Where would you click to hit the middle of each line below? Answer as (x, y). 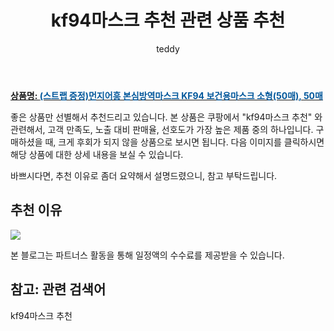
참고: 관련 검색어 (58, 289)
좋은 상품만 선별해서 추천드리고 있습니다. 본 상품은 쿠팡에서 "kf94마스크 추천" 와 (166, 117)
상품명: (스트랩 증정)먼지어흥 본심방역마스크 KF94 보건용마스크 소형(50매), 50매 (166, 95)
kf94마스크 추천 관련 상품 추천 (168, 20)
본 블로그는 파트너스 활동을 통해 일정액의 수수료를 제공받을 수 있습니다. (147, 255)
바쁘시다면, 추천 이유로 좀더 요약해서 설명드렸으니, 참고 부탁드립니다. (144, 175)
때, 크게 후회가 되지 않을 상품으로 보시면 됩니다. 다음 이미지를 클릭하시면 (184, 142)
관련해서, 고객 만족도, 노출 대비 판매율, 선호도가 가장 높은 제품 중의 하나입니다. (162, 129)
